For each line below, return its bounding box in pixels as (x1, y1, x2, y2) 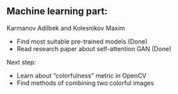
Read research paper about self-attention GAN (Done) (16, 44, 172, 53)
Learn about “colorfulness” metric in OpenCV (16, 71, 147, 79)
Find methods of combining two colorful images (16, 79, 154, 87)
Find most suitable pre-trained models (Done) (16, 37, 147, 46)
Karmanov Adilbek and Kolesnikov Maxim (6, 23, 126, 32)
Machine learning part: (6, 6, 108, 17)
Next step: (6, 58, 36, 66)
